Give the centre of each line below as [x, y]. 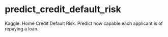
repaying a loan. [22, 28]
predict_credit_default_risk [63, 9]
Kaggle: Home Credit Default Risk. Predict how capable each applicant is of [84, 23]
